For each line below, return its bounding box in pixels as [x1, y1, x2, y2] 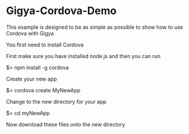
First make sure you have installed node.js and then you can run [6, 52, 161, 59]
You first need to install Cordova [6, 41, 84, 48]
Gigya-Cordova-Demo [6, 4, 117, 18]
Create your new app [6, 75, 58, 82]
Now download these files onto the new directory [6, 120, 126, 128]
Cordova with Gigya [6, 29, 54, 36]
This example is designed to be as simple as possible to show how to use [6, 24, 184, 31]
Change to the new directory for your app [6, 98, 107, 105]
